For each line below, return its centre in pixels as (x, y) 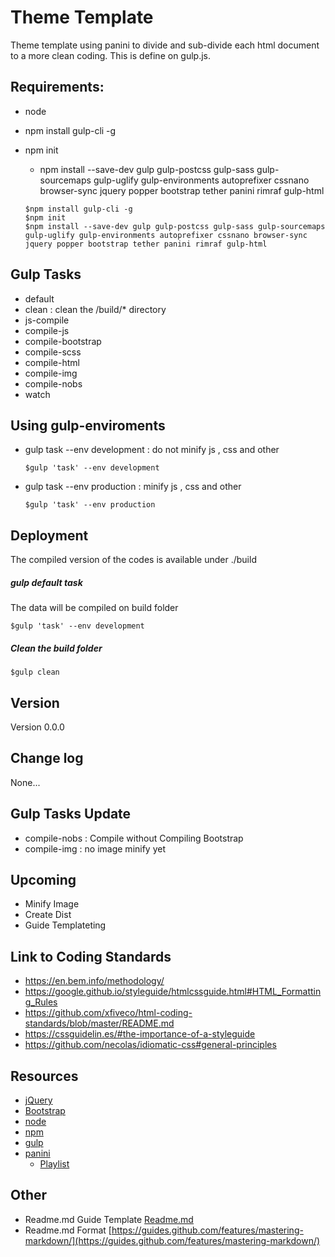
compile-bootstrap (63, 341)
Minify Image (52, 904)
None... (25, 782)
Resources (44, 1076)
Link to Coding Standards (91, 956)
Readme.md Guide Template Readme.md (109, 1219)
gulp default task (46, 582)
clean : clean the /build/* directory (95, 309)
